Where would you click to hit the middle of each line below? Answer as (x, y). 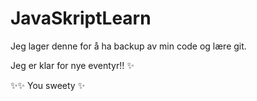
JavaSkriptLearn (81, 18)
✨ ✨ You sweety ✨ (48, 85)
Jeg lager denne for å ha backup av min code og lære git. (128, 46)
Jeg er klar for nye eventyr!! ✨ (72, 65)
